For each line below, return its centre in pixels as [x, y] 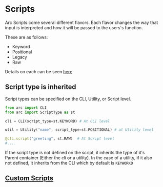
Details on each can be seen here [39, 71]
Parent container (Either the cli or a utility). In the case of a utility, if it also [79, 158]
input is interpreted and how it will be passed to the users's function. [74, 27]
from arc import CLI [26, 108]
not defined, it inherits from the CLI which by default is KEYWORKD [69, 163]
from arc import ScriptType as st [40, 112]
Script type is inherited [41, 87]
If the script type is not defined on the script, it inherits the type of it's [75, 153]
